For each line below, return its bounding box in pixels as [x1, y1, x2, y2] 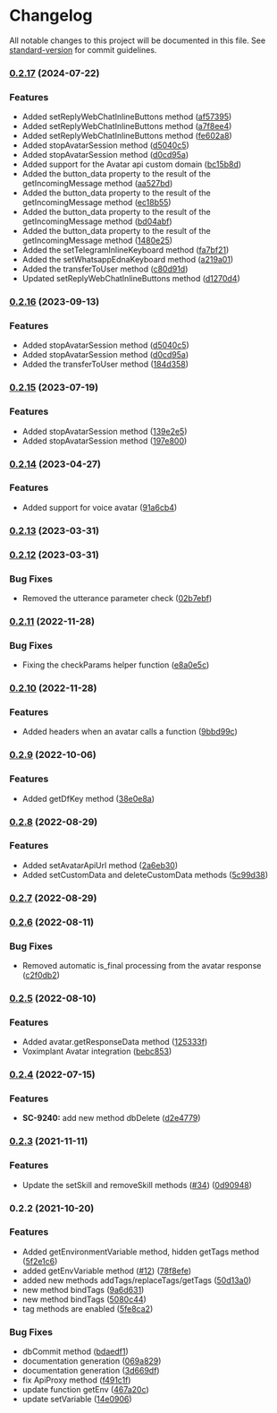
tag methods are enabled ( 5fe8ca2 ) [21, 1303, 154, 1314]
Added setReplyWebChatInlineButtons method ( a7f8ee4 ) [21, 121, 232, 132]
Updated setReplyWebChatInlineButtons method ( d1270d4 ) [21, 273, 241, 284]
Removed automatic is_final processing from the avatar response [21, 960, 262, 970]
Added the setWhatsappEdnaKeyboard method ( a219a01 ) [21, 254, 234, 265]
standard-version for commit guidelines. [9, 44, 157, 55]
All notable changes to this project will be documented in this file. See [9, 35, 266, 46]
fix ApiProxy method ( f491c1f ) [21, 1374, 131, 1385]
